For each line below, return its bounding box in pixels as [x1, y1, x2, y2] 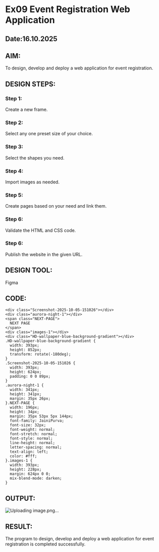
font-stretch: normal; [10, 431, 58, 437]
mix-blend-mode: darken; [10, 476, 62, 481]
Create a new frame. [5, 106, 48, 112]
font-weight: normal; [10, 427, 56, 432]
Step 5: [5, 191, 24, 199]
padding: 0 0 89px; [10, 374, 51, 379]
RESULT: [5, 522, 33, 531]
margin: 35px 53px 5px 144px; [10, 414, 73, 419]
